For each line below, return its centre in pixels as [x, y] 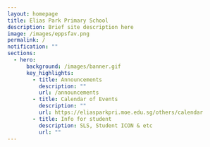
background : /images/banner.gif [73, 66]
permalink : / [26, 40]
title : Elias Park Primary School [58, 20]
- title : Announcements [67, 80]
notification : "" [33, 47]
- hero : [25, 60]
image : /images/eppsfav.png [49, 34]
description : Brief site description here [70, 27]
